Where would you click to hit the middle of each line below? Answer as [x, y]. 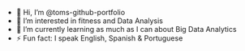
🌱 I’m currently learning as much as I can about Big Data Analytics [126, 29]
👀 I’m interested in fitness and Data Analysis [90, 21]
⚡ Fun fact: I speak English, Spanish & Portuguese [99, 38]
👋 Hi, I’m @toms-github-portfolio [71, 12]
